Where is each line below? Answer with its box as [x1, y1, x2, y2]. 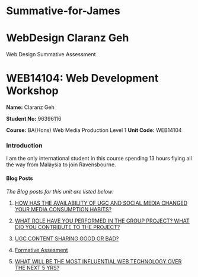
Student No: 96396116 [6, 115, 62, 123]
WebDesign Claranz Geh [6, 31, 129, 45]
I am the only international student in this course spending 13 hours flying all [6, 155, 193, 162]
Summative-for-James [6, 4, 120, 18]
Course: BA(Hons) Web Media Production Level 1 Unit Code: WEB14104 [6, 127, 182, 134]
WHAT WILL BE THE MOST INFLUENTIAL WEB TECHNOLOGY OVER [14, 257, 182, 265]
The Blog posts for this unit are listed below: [6, 188, 114, 195]
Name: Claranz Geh [6, 104, 55, 111]
